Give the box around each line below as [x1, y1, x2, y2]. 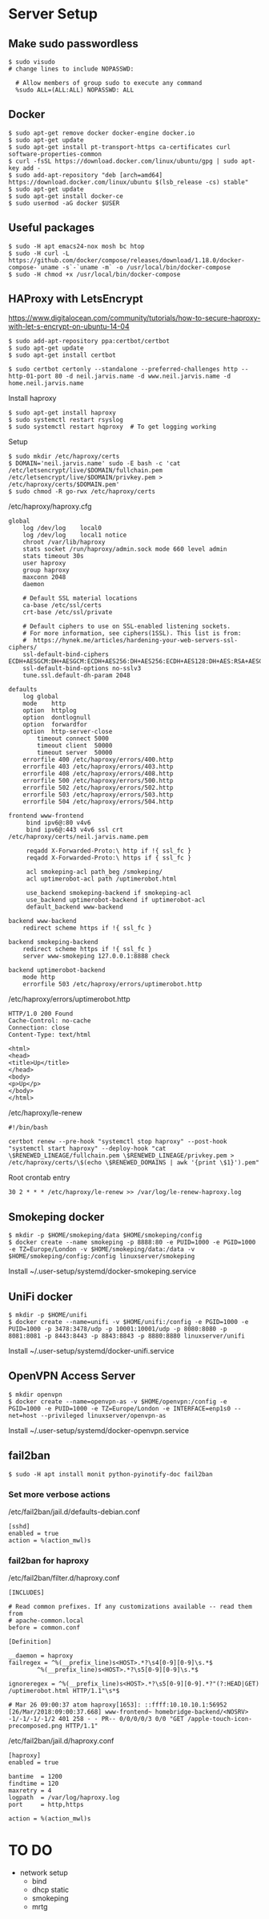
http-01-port [8, 372, 52, 381]
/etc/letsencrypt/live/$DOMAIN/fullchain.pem [8, 467, 163, 475]
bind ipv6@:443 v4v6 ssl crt [26, 826, 124, 834]
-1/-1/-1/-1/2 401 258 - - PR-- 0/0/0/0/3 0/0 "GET [8, 1715, 184, 1723]
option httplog [22, 706, 78, 715]
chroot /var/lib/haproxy [22, 538, 106, 546]
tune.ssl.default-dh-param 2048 [22, 671, 130, 680]
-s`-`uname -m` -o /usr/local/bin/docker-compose [62, 263, 231, 271]
